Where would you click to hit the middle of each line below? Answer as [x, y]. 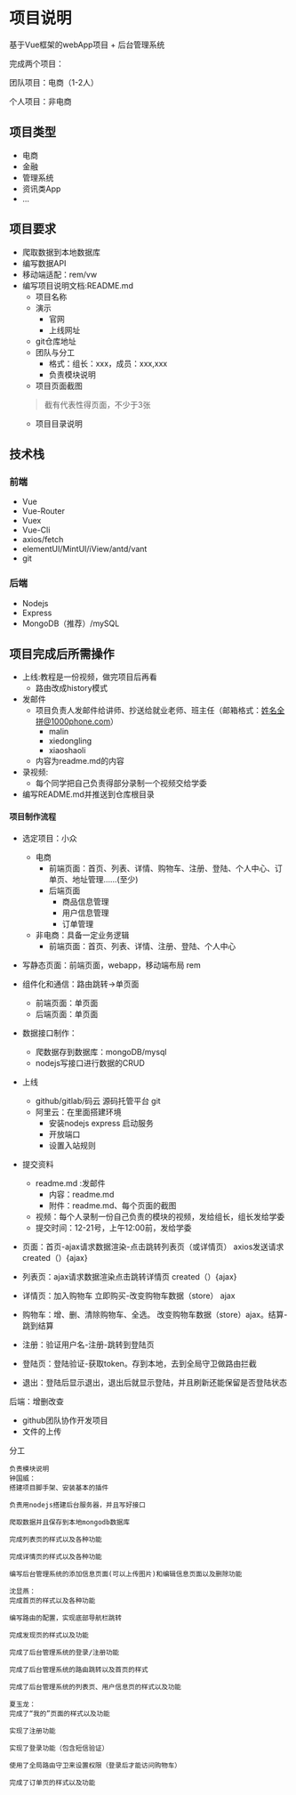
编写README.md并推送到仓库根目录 [88, 794]
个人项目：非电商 [40, 101]
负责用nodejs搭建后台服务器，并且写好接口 [78, 1505]
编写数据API [44, 263]
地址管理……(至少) [105, 879]
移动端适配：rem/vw [60, 274]
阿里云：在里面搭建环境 [78, 1112]
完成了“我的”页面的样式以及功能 [60, 1714]
